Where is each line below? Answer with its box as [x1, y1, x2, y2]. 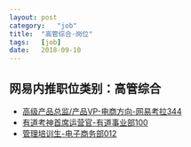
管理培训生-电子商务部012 [21, 128, 117, 138]
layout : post [9, 12, 58, 22]
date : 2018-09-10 [9, 46, 82, 55]
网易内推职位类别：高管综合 [9, 81, 162, 96]
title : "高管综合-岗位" [9, 29, 93, 38]
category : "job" [9, 21, 77, 30]
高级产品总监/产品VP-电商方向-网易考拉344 [21, 105, 182, 116]
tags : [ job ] [9, 37, 62, 47]
